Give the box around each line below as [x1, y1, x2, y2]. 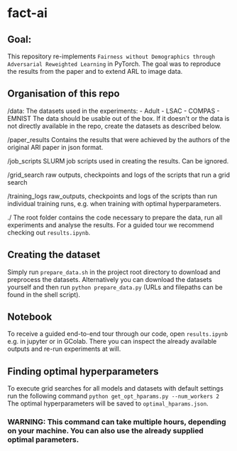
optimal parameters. [7, 435, 79, 445]
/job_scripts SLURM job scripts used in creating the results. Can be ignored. [7, 156, 229, 165]
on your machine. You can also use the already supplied [7, 426, 204, 436]
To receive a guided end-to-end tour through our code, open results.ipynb [7, 330, 228, 338]
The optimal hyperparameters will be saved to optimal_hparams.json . [7, 399, 209, 408]
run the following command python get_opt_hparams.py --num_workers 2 [7, 392, 220, 401]
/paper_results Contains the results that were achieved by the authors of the [7, 135, 231, 143]
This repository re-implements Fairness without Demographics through [7, 52, 215, 60]
